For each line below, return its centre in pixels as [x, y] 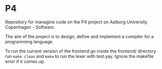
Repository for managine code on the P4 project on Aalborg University [76, 22]
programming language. [29, 41]
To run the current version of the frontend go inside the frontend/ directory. [81, 51]
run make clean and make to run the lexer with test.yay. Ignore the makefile [79, 56]
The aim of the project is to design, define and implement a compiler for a [79, 36]
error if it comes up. [25, 61]
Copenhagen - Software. [30, 27]
